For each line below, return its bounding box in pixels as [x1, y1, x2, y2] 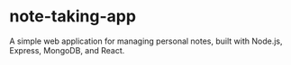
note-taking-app [9, 6, 137, 27]
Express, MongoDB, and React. [9, 45, 125, 55]
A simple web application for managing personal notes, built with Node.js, [9, 36, 283, 46]
